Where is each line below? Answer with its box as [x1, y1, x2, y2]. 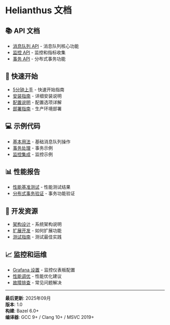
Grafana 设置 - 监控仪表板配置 [12, 267, 75, 273]
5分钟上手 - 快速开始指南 [12, 86, 65, 92]
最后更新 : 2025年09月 [5, 295, 51, 301]
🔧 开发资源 [5, 207, 38, 215]
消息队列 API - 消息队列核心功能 [12, 43, 79, 49]
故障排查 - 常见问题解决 [12, 280, 62, 286]
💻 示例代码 [5, 122, 40, 131]
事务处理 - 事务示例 [12, 145, 53, 151]
